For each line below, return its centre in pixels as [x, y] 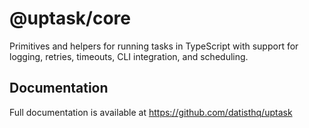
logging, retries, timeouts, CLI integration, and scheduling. [129, 56]
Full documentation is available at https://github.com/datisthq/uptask [151, 112]
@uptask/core [70, 18]
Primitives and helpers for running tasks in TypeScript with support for [154, 46]
